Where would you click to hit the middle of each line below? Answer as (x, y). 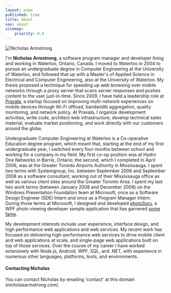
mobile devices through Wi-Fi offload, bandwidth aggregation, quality (78, 107)
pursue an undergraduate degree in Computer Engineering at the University (84, 69)
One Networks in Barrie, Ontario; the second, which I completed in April (80, 160)
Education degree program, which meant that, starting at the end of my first (84, 144)
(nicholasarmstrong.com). (32, 285)
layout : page (19, 10)
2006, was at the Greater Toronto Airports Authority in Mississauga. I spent (84, 165)
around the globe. (24, 128)
